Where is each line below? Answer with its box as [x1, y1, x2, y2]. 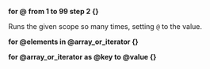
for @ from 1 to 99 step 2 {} [8, 7, 99, 16]
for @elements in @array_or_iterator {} [8, 37, 139, 46]
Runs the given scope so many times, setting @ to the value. [8, 22, 202, 31]
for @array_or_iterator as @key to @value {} [8, 53, 157, 61]
